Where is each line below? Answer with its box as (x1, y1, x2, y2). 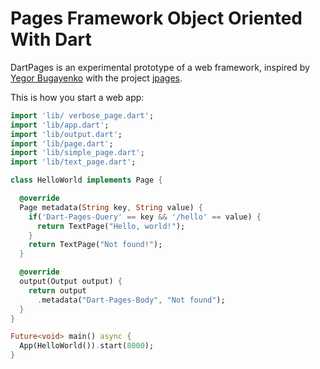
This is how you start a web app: (10, 91, 145, 103)
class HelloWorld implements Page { (10, 175, 163, 186)
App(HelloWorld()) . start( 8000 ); (19, 341, 155, 351)
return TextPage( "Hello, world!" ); (36, 221, 186, 231)
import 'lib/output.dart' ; (10, 129, 123, 139)
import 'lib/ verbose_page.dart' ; (10, 110, 155, 121)
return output (28, 285, 87, 296)
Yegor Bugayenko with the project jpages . (10, 72, 183, 84)
